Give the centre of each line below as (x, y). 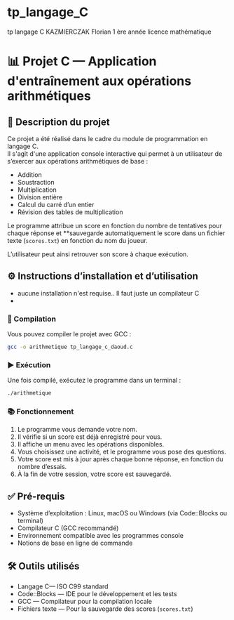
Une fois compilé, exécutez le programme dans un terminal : (94, 381)
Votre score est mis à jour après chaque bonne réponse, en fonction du (120, 459)
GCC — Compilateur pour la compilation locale (85, 602)
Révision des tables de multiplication (70, 212)
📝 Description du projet (58, 122)
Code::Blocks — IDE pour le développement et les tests (97, 594)
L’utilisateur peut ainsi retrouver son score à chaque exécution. (98, 254)
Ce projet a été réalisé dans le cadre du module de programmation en (108, 138)
